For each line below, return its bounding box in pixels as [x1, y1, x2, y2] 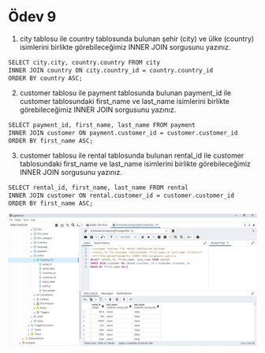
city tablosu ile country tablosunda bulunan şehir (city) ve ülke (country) [19, 34, 255, 43]
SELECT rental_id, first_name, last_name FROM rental [8, 184, 189, 191]
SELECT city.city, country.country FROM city [8, 58, 160, 66]
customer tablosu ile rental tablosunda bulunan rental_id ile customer [19, 150, 244, 160]
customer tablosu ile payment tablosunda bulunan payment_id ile [19, 87, 231, 98]
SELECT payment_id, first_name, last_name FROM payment [8, 121, 196, 129]
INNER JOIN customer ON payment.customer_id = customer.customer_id [8, 128, 238, 137]
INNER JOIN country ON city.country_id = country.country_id [8, 66, 214, 74]
